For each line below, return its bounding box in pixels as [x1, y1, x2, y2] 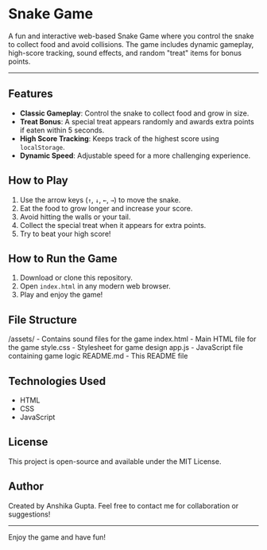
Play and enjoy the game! [19, 290, 103, 300]
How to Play [8, 174, 69, 187]
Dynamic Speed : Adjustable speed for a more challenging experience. [19, 151, 251, 160]
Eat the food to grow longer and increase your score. [19, 203, 193, 213]
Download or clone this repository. [19, 273, 133, 283]
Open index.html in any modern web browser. [19, 281, 171, 291]
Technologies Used [8, 374, 106, 387]
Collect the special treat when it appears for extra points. [19, 220, 207, 230]
